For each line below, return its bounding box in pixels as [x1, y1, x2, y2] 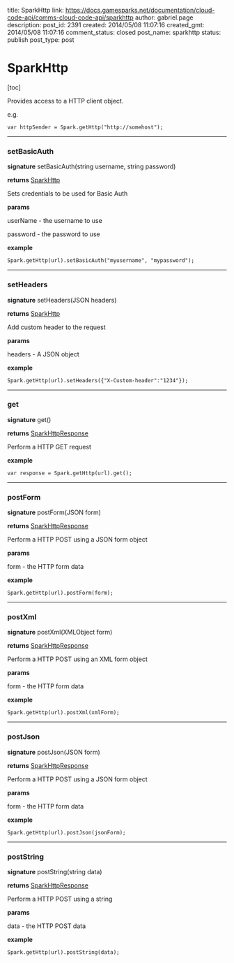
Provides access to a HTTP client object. [7, 96, 124, 105]
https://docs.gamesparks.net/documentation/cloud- [65, 6, 215, 14]
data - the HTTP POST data [7, 922, 86, 930]
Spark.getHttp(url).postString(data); [7, 949, 120, 956]
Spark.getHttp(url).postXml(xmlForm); [7, 709, 120, 716]
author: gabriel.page [134, 13, 194, 22]
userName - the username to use [7, 217, 102, 225]
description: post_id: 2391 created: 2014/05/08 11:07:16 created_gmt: [7, 21, 205, 29]
